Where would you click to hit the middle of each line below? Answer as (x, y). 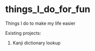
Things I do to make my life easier (40, 23)
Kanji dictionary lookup (36, 43)
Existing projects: (23, 33)
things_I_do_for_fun (48, 9)
